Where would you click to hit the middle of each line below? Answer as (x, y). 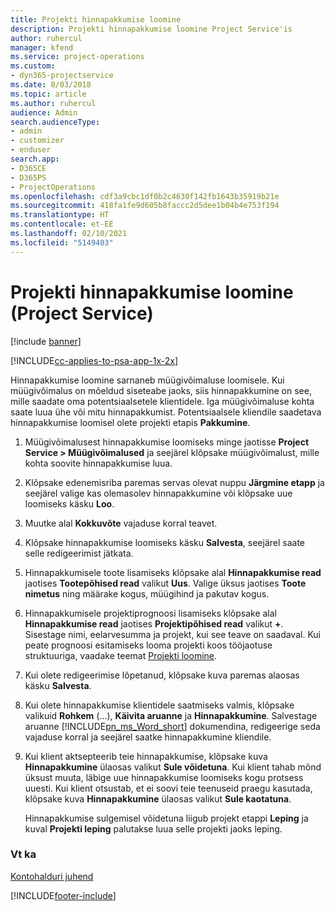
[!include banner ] (46, 341)
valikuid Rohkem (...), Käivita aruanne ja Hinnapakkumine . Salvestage (171, 715)
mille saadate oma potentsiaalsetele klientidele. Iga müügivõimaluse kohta (162, 401)
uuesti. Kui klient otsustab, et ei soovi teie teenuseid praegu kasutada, (168, 788)
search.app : (35, 159)
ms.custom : (33, 66)
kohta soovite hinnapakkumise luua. (98, 463)
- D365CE (28, 168)
